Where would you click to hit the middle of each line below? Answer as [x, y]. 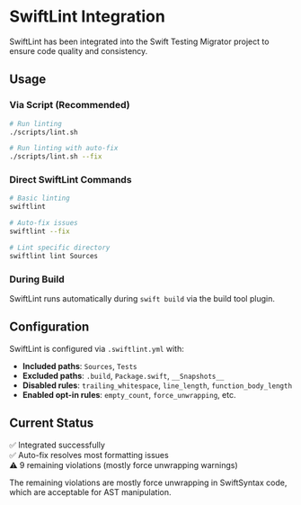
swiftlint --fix [40, 231]
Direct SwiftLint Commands [71, 180]
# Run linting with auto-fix [64, 149]
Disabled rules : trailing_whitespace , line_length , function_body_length [157, 385]
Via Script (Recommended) [70, 105]
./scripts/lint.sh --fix [56, 157]
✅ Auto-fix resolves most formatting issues [89, 455]
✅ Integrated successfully [58, 445]
